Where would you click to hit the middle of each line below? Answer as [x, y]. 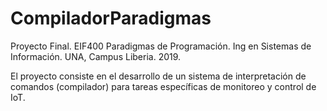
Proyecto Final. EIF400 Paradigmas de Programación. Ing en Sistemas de [161, 46]
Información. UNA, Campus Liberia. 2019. [96, 56]
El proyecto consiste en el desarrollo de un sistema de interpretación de [158, 76]
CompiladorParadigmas [111, 18]
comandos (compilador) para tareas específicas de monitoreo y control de [163, 86]
